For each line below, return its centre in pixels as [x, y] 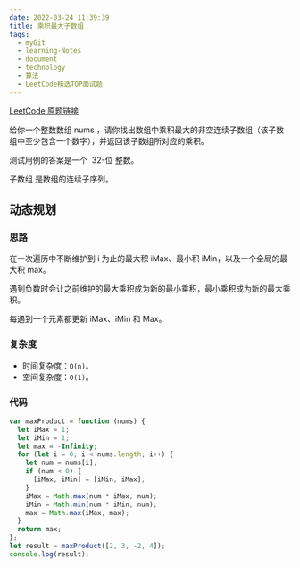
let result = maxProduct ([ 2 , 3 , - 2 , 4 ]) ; [87, 547]
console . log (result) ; [50, 554]
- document [37, 59]
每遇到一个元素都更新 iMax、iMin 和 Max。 [88, 319]
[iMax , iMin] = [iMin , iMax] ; [89, 479]
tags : [19, 34]
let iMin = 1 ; [43, 438]
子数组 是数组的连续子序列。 [61, 179]
